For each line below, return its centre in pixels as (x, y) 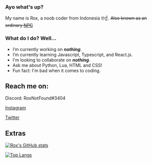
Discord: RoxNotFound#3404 (35, 98)
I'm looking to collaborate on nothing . (51, 60)
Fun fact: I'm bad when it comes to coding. (56, 70)
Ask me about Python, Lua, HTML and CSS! (57, 65)
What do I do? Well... (31, 38)
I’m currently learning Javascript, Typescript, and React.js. (72, 54)
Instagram (15, 108)
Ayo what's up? (24, 7)
